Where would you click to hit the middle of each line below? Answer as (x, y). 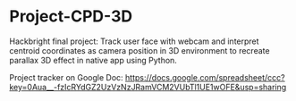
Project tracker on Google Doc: (66, 77)
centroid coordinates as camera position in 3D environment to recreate (140, 50)
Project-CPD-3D (71, 17)
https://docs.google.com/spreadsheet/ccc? (205, 77)
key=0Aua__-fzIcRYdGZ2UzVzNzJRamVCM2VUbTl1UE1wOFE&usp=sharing (148, 87)
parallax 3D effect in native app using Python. (93, 60)
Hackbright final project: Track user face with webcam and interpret (134, 41)
